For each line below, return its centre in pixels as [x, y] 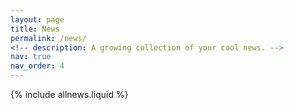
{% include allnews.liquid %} [69, 94]
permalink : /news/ [48, 38]
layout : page [37, 19]
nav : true [31, 57]
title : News [35, 29]
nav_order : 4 [37, 66]
